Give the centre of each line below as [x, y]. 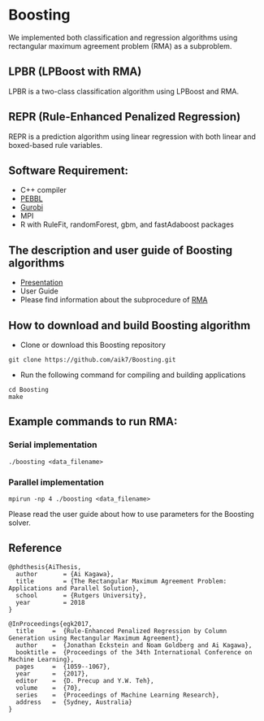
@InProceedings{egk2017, [50, 623]
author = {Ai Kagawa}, [65, 574]
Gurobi [31, 207]
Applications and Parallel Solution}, [74, 588]
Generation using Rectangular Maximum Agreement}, [96, 638]
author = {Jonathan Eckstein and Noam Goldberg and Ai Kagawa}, [134, 645]
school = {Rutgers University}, [82, 595]
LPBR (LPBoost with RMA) [75, 72]
